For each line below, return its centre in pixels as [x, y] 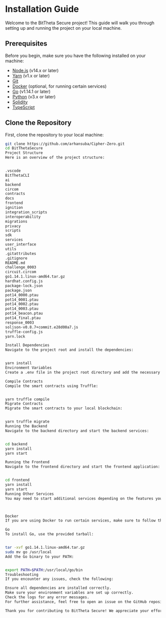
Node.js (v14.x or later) [35, 70]
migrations [16, 221]
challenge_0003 [21, 267]
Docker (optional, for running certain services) [60, 86]
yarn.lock [15, 336]
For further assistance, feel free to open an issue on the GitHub [76, 602]
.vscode [13, 171]
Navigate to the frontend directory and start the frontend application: [83, 467]
